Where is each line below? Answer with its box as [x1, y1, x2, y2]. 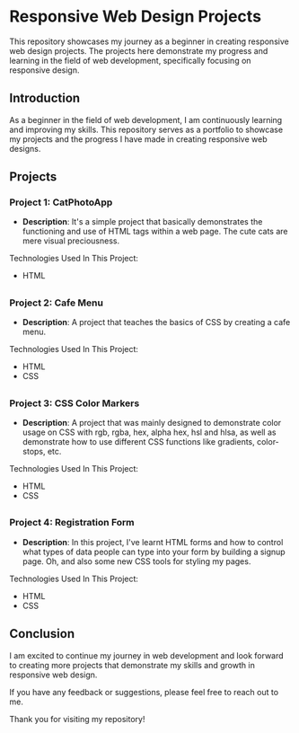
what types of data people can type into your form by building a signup [22, 546, 286, 557]
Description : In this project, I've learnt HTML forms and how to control [22, 536, 284, 547]
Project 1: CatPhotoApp [9, 196, 113, 208]
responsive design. [9, 65, 80, 75]
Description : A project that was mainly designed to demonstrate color [22, 417, 282, 428]
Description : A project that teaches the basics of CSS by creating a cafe [22, 317, 291, 328]
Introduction [9, 91, 81, 106]
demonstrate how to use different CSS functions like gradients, [22, 436, 256, 446]
